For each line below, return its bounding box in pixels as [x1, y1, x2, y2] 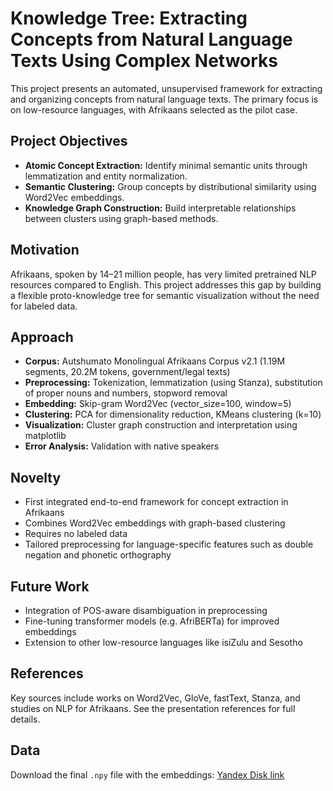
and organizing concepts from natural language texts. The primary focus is [10, 93, 319, 105]
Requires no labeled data [24, 528, 128, 540]
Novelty [10, 469, 62, 486]
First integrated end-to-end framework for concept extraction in [24, 496, 289, 508]
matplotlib [24, 430, 67, 442]
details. [10, 713, 41, 725]
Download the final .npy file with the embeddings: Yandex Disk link [10, 768, 285, 781]
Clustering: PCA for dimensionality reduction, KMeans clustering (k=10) [24, 408, 322, 421]
